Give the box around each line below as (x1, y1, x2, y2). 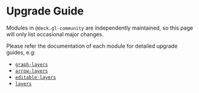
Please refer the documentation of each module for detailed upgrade (6, 42, 178, 50)
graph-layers (15, 62, 48, 68)
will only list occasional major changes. (6, 30, 104, 37)
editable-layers (15, 74, 56, 80)
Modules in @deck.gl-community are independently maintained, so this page (6, 24, 194, 31)
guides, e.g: (6, 48, 36, 56)
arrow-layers (15, 68, 48, 74)
